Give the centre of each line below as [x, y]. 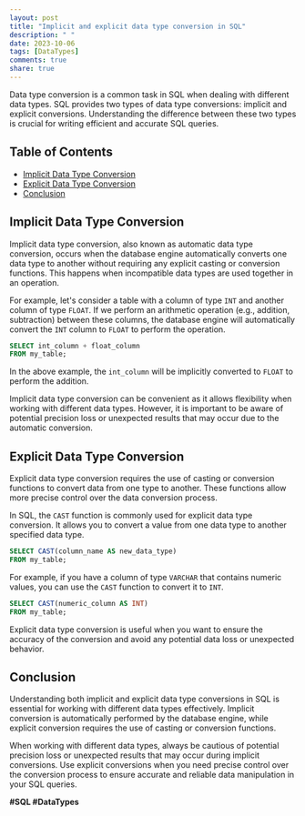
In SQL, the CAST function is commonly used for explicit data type [131, 516]
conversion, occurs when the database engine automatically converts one [148, 253]
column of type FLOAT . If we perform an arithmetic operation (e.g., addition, [150, 309]
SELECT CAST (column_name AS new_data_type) [93, 551]
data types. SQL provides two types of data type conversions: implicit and [148, 104]
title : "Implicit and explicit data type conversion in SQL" [128, 26]
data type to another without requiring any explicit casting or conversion [145, 263]
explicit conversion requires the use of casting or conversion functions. [143, 728]
